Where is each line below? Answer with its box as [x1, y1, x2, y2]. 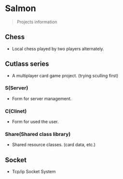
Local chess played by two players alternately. [12, 45, 104, 51]
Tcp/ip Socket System [12, 169, 56, 175]
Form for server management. [12, 95, 72, 102]
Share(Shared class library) [5, 131, 71, 138]
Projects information [16, 19, 57, 25]
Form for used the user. [12, 119, 59, 125]
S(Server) [5, 85, 28, 91]
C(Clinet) [5, 107, 27, 114]
